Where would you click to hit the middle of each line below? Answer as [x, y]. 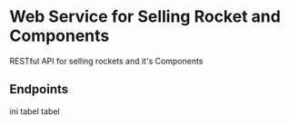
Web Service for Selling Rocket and [145, 17]
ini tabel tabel [35, 111]
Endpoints [39, 89]
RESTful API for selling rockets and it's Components [106, 61]
